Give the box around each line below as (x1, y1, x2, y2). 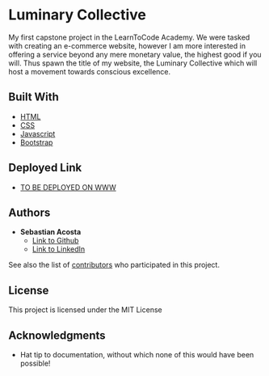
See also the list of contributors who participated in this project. (8, 260, 221, 270)
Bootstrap (19, 137, 53, 147)
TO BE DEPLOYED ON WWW (19, 182, 117, 192)
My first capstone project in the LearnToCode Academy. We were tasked (8, 32, 250, 42)
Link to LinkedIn (32, 244, 86, 254)
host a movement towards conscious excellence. (8, 66, 171, 76)
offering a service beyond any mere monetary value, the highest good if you (8, 49, 262, 59)
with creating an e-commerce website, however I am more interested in (8, 40, 246, 50)
